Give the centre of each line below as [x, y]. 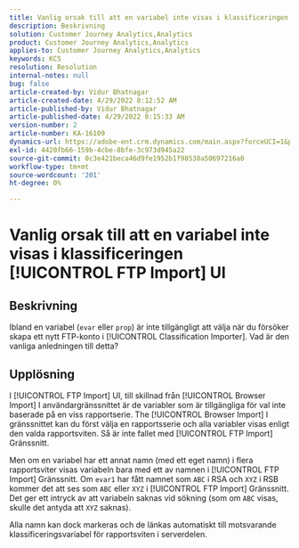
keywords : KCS [36, 59]
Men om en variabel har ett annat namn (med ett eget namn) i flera [131, 460]
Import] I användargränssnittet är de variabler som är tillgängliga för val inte [148, 405]
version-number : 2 [43, 126]
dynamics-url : [36, 142]
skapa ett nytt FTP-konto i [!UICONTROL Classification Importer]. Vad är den [149, 337]
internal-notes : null [49, 76]
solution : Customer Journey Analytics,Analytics [101, 34]
